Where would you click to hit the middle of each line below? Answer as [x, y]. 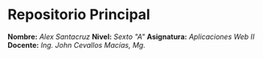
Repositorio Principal [79, 15]
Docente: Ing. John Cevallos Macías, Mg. [76, 44]
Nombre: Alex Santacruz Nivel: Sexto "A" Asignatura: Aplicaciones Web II [131, 37]
